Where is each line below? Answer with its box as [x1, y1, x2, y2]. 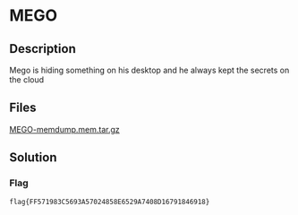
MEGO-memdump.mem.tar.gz [9, 124, 121, 134]
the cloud [9, 74, 45, 85]
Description [9, 41, 76, 56]
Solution [9, 150, 57, 166]
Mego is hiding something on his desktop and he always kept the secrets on [9, 64, 290, 75]
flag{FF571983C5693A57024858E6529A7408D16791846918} [9, 197, 210, 206]
